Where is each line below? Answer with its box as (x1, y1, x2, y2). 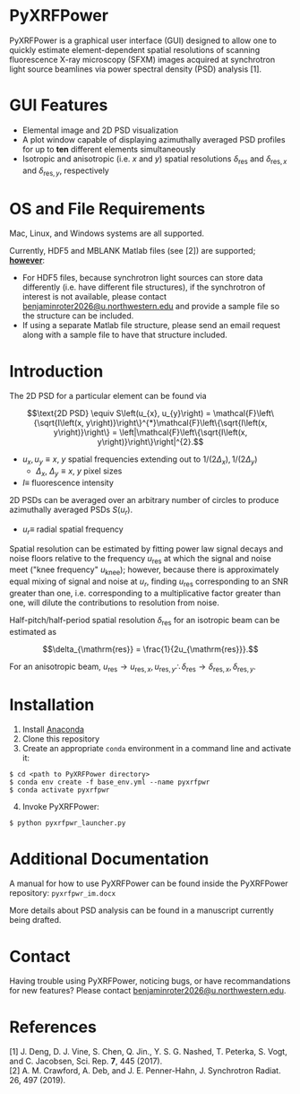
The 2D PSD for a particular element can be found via (9, 391, 208, 402)
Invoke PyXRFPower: (21, 802, 100, 812)
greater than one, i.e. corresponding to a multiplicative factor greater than (9, 587, 281, 598)
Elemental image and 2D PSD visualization (21, 125, 179, 135)
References (9, 1017, 97, 1037)
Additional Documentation (9, 848, 210, 869)
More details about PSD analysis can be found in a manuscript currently (9, 905, 275, 916)
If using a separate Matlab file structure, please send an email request (21, 320, 280, 331)
